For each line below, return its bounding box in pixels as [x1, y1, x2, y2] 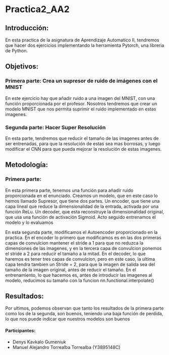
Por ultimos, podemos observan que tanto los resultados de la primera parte [5, 305, 164, 311]
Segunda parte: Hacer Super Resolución [5, 124, 106, 131]
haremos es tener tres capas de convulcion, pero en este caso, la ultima [5, 256, 155, 262]
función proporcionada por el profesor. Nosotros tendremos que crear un [5, 100, 157, 106]
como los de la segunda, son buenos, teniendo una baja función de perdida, [5, 311, 163, 317]
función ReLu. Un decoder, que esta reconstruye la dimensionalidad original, [5, 208, 164, 215]
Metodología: [5, 160, 48, 169]
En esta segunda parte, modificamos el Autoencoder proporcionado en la [5, 229, 158, 235]
